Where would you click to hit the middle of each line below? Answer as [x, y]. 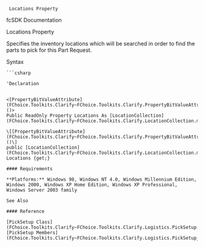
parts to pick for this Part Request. [49, 50]
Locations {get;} [28, 158]
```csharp [19, 73]
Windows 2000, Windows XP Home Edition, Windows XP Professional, [92, 185]
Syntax [15, 62]
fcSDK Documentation [34, 20]
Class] [44, 222]
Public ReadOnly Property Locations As [57, 116]
